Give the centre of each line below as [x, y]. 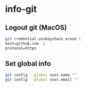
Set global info [28, 64]
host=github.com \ [25, 43]
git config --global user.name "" [41, 75]
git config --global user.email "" [42, 80]
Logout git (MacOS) [36, 28]
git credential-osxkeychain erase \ [43, 39]
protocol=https [21, 48]
